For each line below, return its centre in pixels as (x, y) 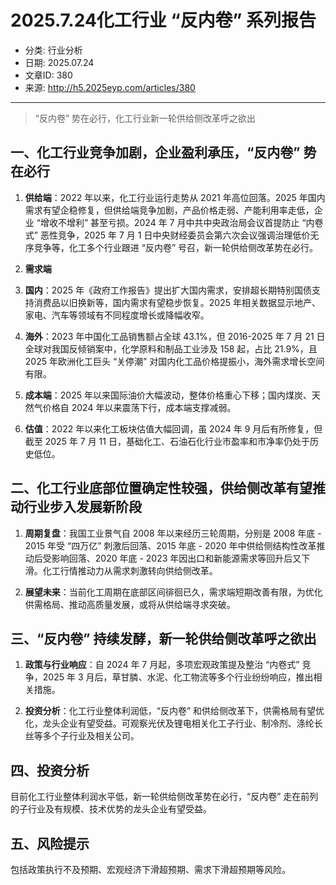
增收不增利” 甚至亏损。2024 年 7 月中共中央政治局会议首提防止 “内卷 (181, 222)
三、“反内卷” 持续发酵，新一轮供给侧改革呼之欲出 (163, 638)
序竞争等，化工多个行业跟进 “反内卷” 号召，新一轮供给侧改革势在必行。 (171, 247)
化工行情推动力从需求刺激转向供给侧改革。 (130, 570)
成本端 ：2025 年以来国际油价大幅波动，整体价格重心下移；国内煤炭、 (168, 395)
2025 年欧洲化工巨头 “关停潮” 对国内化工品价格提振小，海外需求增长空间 (174, 361)
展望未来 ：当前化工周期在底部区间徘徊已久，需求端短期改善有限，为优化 (173, 592)
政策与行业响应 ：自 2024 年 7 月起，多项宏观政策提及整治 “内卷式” (162, 665)
